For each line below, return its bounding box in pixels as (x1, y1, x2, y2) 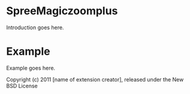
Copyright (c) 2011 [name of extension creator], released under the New (6, 76, 184, 83)
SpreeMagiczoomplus (6, 4, 118, 18)
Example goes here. (6, 64, 56, 71)
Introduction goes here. (6, 24, 64, 31)
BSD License (6, 82, 38, 89)
